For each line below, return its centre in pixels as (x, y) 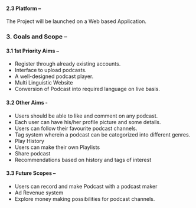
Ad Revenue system (39, 193)
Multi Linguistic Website (44, 83)
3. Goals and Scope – (37, 37)
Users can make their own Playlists (57, 147)
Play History (29, 141)
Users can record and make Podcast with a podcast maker (86, 186)
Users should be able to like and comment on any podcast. (86, 116)
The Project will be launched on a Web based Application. (76, 21)
